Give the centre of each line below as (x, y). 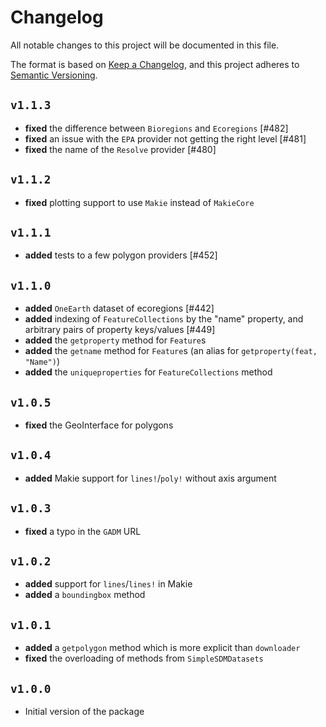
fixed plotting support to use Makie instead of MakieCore (139, 202)
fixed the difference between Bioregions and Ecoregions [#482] (156, 128)
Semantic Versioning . (54, 75)
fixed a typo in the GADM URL (83, 531)
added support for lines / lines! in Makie (108, 584)
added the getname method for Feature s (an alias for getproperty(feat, (171, 351)
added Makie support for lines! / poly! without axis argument (150, 478)
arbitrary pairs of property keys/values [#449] (120, 330)
